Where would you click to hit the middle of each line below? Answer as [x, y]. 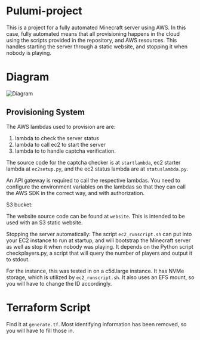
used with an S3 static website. [44, 222]
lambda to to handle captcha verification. [65, 151]
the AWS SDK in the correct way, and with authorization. [76, 193]
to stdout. [18, 259]
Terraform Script [48, 307]
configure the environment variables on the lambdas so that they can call [96, 187]
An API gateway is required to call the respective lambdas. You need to [93, 180]
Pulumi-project [44, 11]
